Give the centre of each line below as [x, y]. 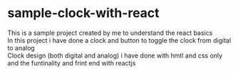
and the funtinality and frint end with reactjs [72, 63]
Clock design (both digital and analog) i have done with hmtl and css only [115, 55]
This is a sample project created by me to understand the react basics [110, 33]
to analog [21, 48]
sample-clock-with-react [83, 13]
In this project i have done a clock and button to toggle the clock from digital [119, 40]
